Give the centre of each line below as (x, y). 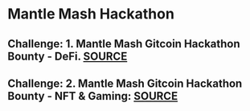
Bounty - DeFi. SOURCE (68, 56)
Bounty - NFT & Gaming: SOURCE (93, 96)
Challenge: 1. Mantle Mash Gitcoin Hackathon (124, 44)
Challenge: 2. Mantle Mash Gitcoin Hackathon (125, 83)
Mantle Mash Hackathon (91, 14)
